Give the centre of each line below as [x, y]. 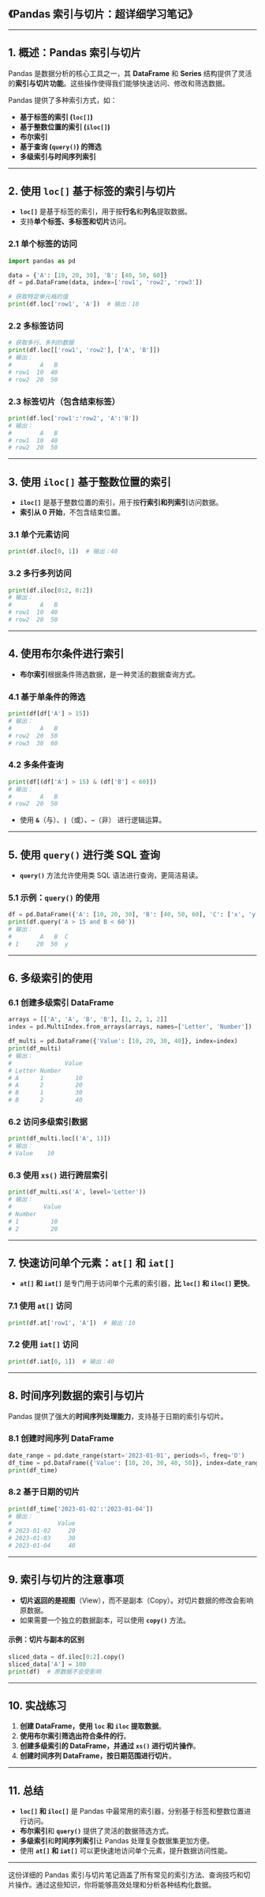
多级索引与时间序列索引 [58, 156]
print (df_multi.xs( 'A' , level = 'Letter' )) [77, 1192]
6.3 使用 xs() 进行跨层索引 [58, 1175]
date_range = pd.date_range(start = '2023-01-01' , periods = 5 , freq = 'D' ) [127, 1455]
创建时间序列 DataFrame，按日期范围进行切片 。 [97, 1756]
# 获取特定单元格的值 [38, 297]
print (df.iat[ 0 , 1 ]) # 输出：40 [61, 1361]
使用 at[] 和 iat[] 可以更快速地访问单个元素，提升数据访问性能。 [125, 1851]
